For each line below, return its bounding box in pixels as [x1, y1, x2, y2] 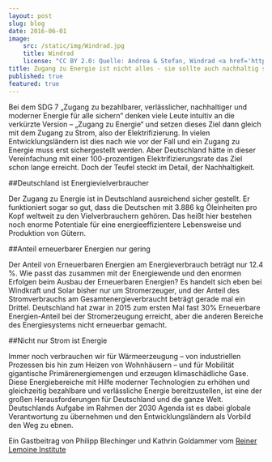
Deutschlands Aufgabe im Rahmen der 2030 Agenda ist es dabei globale [8, 403, 251, 413]
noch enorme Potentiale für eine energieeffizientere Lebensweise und [8, 220, 241, 229]
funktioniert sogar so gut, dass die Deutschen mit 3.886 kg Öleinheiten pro [8, 202, 257, 212]
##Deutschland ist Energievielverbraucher [8, 178, 150, 187]
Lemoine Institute [8, 444, 66, 454]
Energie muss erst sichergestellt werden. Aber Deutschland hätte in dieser [8, 145, 257, 155]
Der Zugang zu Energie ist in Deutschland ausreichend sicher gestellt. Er [8, 194, 251, 203]
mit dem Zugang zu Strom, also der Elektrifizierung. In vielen [8, 127, 210, 138]
